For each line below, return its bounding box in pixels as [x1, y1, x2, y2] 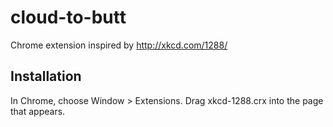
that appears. [10, 105, 66, 117]
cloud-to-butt [10, 6, 127, 29]
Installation [10, 68, 82, 85]
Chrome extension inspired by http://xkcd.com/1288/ [10, 39, 228, 51]
